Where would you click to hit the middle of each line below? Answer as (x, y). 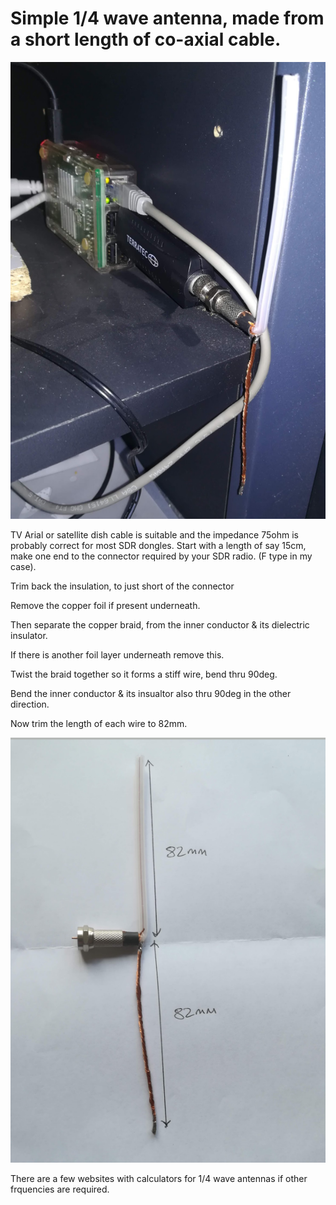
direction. (30, 704)
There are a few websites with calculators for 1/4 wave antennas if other (159, 1178)
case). (23, 567)
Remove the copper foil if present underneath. (105, 606)
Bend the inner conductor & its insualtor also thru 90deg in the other (151, 694)
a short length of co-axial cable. (146, 39)
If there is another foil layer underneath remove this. (117, 655)
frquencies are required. (60, 1189)
